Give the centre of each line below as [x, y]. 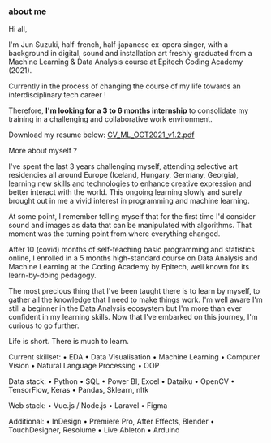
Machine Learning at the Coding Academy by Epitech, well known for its [129, 267]
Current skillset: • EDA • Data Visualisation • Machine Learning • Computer [134, 357]
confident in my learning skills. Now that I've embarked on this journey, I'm [133, 317]
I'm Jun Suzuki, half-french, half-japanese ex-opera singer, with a [118, 45]
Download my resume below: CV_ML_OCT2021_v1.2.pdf [101, 135]
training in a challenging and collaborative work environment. [110, 119]
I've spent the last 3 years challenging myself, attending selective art [123, 166]
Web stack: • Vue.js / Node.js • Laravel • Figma [88, 406]
